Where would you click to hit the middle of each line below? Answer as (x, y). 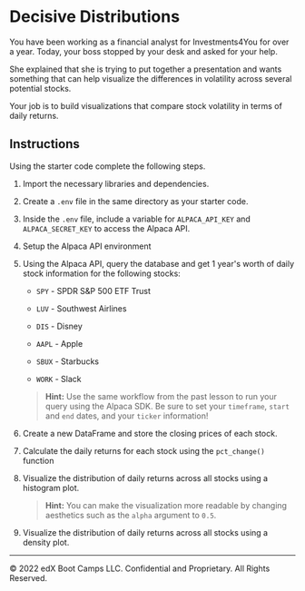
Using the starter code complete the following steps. (108, 166)
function (38, 460)
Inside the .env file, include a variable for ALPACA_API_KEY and (137, 219)
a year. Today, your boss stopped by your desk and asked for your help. (144, 51)
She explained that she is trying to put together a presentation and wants (146, 69)
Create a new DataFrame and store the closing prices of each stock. (150, 433)
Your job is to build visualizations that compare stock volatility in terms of (146, 105)
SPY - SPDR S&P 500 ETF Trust (93, 291)
